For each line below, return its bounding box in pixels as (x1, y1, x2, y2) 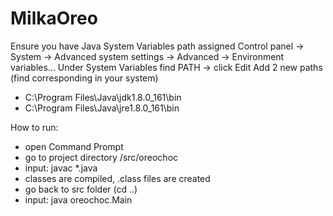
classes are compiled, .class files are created (24, 172, 211, 184)
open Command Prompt (24, 140, 124, 152)
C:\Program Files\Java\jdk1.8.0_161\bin (24, 91, 182, 103)
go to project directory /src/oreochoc (24, 151, 179, 163)
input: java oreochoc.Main (24, 193, 133, 206)
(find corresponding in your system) (10, 72, 159, 84)
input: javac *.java (24, 162, 98, 174)
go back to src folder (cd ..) (24, 183, 138, 195)
